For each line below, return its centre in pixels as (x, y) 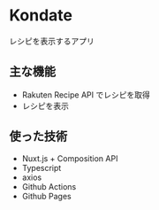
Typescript (42, 167)
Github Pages (47, 196)
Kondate (41, 16)
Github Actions (49, 186)
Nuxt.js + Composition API (70, 158)
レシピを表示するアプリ (52, 41)
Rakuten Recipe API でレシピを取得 (86, 95)
